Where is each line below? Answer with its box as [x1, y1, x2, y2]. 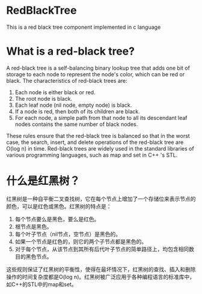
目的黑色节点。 [14, 253, 52, 260]
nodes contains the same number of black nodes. [14, 121, 138, 128]
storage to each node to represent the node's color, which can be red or [6, 70, 185, 78]
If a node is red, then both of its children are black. [14, 107, 140, 115]
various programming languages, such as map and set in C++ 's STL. [6, 151, 178, 158]
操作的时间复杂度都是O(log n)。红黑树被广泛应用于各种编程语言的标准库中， [6, 273, 195, 280]
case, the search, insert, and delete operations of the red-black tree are [6, 139, 184, 146]
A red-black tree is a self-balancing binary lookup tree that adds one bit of [6, 64, 191, 71]
